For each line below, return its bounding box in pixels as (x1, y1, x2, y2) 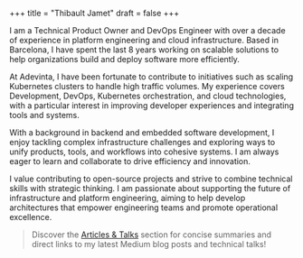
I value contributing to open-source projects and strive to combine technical (9, 173, 293, 184)
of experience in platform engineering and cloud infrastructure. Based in (9, 35, 279, 45)
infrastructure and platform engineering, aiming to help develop (9, 193, 246, 203)
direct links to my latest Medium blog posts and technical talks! (31, 239, 267, 249)
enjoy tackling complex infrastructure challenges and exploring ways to (9, 137, 276, 147)
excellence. (9, 212, 52, 222)
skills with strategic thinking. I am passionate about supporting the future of (9, 183, 291, 193)
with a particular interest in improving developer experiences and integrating (9, 100, 294, 111)
